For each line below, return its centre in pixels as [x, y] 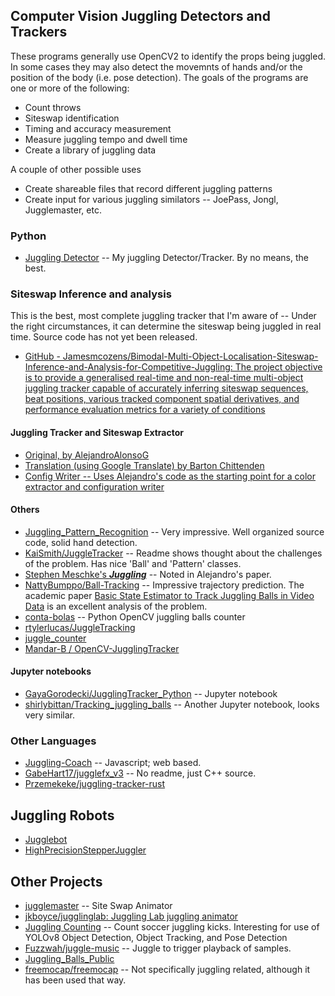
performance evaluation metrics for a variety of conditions [145, 410]
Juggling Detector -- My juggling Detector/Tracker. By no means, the [166, 258]
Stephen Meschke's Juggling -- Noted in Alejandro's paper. [148, 574]
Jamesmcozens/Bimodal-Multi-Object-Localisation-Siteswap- [190, 356]
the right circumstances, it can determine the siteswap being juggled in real [166, 326]
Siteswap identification [72, 118]
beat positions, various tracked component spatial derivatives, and [162, 399]
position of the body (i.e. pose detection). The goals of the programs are [159, 77]
